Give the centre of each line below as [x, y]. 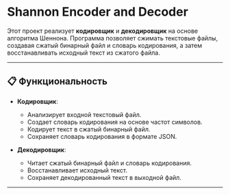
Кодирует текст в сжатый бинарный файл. [89, 129]
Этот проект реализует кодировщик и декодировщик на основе [103, 31]
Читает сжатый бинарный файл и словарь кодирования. [109, 163]
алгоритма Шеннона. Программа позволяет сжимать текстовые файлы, [113, 38]
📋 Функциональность [57, 82]
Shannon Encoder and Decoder [98, 12]
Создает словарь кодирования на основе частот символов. [115, 122]
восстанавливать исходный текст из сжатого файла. [84, 53]
